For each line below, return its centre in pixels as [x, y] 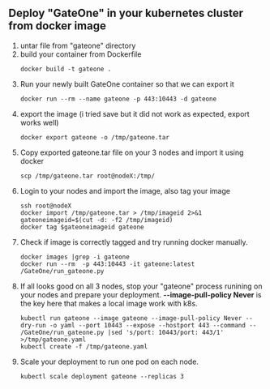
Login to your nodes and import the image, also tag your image [125, 190]
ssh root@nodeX [46, 206]
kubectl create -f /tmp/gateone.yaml [84, 346]
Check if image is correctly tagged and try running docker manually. [134, 242]
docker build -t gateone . [66, 69]
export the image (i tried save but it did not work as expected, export [135, 113]
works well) [39, 122]
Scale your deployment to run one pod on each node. [109, 361]
